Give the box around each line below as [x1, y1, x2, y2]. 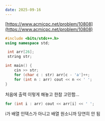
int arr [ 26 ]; [7, 49, 35, 55]
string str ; [7, 54, 32, 59]
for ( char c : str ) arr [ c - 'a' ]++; [14, 72, 91, 77]
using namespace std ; [5, 40, 50, 45]
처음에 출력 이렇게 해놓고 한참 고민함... [5, 91, 80, 97]
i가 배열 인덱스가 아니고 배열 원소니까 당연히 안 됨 [5, 111, 101, 117]
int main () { [5, 63, 32, 68]
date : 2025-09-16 [5, 7, 41, 12]
